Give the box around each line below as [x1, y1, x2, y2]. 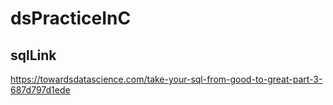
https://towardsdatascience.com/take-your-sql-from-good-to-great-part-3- [10, 73, 323, 85]
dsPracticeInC [10, 7, 132, 30]
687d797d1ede [10, 84, 71, 96]
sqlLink [10, 47, 57, 64]
